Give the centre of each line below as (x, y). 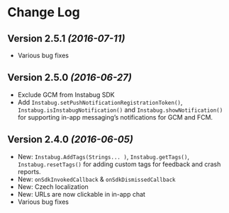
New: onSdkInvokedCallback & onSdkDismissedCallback (96, 179)
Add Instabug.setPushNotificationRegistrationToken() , (100, 102)
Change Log (44, 12)
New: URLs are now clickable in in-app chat (81, 194)
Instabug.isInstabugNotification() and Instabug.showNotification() (120, 110)
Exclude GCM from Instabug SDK (66, 94)
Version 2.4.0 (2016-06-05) (70, 140)
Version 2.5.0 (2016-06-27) (70, 77)
